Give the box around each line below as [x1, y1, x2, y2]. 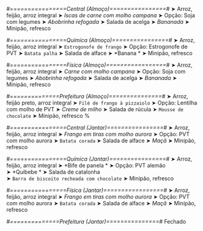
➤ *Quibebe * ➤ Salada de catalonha [6, 168, 100, 175]
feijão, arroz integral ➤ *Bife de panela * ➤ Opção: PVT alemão [6, 162, 166, 169]
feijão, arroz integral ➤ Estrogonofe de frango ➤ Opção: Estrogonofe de [6, 43, 188, 50]
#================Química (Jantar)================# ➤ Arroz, [6, 155, 193, 163]
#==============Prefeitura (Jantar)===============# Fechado [6, 218, 186, 225]
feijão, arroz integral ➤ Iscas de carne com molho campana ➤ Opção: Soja [6, 12, 196, 19]
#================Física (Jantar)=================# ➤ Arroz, [6, 186, 190, 194]
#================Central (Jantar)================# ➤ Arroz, [6, 124, 190, 131]
